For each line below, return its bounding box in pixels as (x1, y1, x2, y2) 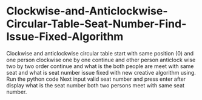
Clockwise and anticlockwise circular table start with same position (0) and (6, 49, 194, 57)
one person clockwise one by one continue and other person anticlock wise (6, 56, 196, 63)
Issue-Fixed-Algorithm (6, 30, 124, 43)
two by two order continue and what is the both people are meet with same (6, 62, 194, 70)
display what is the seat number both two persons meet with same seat (6, 81, 185, 89)
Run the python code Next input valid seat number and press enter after (6, 75, 186, 83)
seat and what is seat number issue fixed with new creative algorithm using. (6, 69, 196, 76)
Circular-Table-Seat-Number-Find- (6, 17, 187, 31)
